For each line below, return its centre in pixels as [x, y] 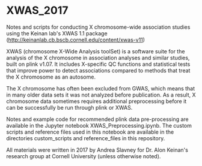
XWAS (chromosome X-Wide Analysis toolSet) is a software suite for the [96, 51]
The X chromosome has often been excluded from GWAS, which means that [101, 88]
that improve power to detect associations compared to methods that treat [98, 70]
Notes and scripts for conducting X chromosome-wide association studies [98, 27]
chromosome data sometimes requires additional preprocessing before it [96, 101]
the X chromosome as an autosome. [51, 77]
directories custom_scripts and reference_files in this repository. [86, 138]
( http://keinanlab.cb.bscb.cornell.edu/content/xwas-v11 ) [76, 40]
